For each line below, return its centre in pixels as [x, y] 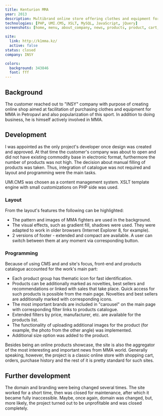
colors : [13, 63]
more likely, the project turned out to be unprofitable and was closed [73, 403]
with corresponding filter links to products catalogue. [65, 310]
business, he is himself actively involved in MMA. [54, 119]
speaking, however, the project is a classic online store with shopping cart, [80, 355]
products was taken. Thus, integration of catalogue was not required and [78, 167]
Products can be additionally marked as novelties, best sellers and [78, 284]
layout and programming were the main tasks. [51, 172]
